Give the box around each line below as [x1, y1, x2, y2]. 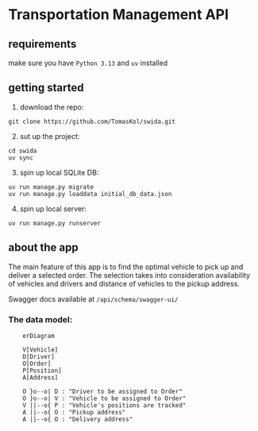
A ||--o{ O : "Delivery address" [22, 415, 133, 423]
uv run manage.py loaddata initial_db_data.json [8, 190, 172, 198]
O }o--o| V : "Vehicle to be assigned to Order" [22, 394, 187, 402]
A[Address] [22, 373, 59, 382]
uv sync [8, 153, 34, 162]
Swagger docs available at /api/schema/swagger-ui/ [8, 294, 179, 303]
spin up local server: [19, 204, 87, 214]
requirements [8, 37, 77, 51]
